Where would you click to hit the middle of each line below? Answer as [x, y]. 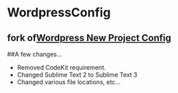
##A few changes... [35, 54]
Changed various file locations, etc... [69, 82]
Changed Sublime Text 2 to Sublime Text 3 [77, 75]
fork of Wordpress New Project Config [89, 38]
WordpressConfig [59, 13]
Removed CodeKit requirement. [61, 67]
